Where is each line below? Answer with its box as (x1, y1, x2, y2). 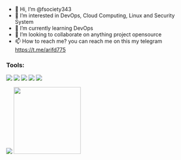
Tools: (6, 61, 25, 69)
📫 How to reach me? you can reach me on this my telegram (14, 37, 163, 45)
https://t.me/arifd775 (14, 46, 66, 53)
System (14, 18, 34, 25)
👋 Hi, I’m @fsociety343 (14, 6, 71, 12)
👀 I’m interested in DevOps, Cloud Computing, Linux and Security (14, 12, 175, 19)
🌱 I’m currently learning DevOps (14, 24, 93, 32)
